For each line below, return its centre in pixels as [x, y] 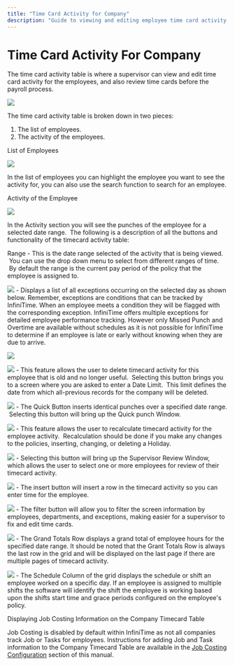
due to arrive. [27, 342]
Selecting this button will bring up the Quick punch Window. [95, 414]
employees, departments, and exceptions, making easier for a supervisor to [116, 517]
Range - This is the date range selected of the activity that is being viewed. [115, 254]
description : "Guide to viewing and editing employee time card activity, [119, 20]
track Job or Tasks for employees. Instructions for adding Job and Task [110, 640]
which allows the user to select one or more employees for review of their [113, 465]
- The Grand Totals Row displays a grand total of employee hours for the [120, 539]
